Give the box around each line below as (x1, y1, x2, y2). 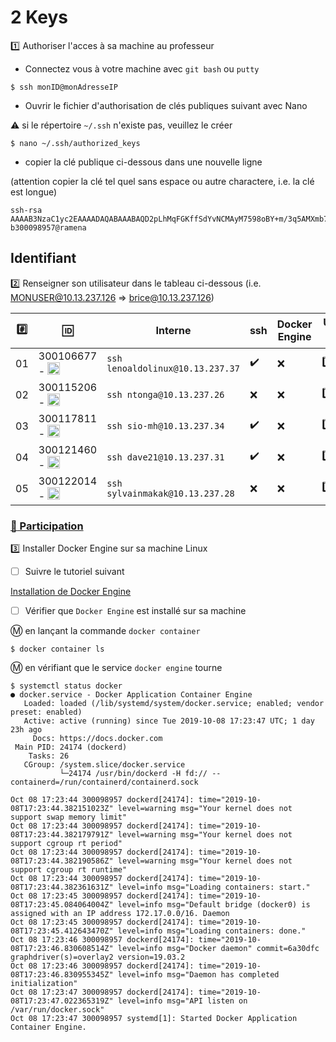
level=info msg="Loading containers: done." (117, 926, 307, 936)
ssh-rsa (10, 205, 43, 215)
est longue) (10, 186, 58, 198)
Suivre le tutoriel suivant (24, 566, 125, 578)
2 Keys (10, 6, 69, 29)
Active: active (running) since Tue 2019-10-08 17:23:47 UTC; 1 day (23, 716, 315, 726)
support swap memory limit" (10, 812, 128, 823)
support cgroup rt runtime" (10, 865, 128, 875)
